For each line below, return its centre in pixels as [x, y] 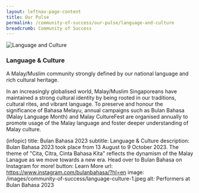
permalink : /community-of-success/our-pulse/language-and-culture [90, 23]
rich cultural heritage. [32, 80]
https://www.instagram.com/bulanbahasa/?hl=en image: [75, 172]
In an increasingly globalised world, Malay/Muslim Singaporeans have [92, 91]
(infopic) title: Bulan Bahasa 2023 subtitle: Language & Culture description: [98, 141]
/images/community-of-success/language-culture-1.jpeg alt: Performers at [98, 178]
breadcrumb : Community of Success [49, 28]
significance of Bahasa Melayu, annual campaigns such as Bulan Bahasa [95, 110]
